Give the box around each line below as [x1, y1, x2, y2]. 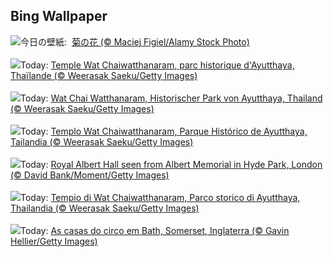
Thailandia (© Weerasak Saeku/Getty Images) [10, 202, 200, 214]
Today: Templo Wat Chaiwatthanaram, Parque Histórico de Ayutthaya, [20, 125, 308, 137]
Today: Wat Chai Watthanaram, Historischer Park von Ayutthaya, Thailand [20, 92, 323, 104]
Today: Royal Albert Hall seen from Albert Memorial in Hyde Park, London [20, 158, 323, 170]
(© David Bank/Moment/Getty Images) [10, 169, 170, 181]
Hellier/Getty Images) [10, 235, 98, 247]
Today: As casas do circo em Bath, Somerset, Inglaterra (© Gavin [20, 224, 290, 236]
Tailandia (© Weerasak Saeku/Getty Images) [10, 135, 194, 148]
